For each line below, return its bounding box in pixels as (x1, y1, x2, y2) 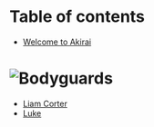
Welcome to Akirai (22, 36, 92, 47)
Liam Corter (22, 98, 68, 109)
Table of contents (9, 6, 146, 27)
